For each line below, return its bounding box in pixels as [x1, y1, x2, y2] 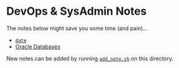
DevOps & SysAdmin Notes [6, 4, 147, 18]
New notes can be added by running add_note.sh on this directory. [6, 55, 174, 62]
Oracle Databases [15, 43, 61, 50]
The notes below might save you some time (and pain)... [6, 25, 148, 32]
